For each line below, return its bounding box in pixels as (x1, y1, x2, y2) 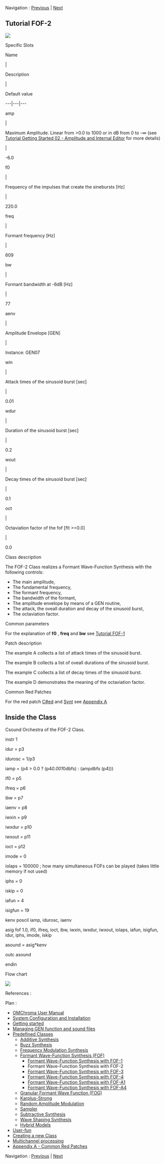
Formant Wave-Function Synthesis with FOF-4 (27, 1073, 124, 1080)
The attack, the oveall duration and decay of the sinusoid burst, (12, 605, 144, 611)
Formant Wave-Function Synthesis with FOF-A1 (27, 1079, 126, 1085)
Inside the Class (5, 713, 57, 722)
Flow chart (5, 971, 28, 977)
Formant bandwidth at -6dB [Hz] (5, 281, 73, 287)
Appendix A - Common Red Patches (12, 1143, 88, 1149)
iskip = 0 (5, 887, 24, 893)
